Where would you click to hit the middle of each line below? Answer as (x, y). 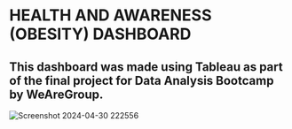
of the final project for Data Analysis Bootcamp (142, 80)
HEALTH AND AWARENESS (110, 15)
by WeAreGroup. (56, 94)
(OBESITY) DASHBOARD (100, 34)
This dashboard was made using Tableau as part (146, 67)
